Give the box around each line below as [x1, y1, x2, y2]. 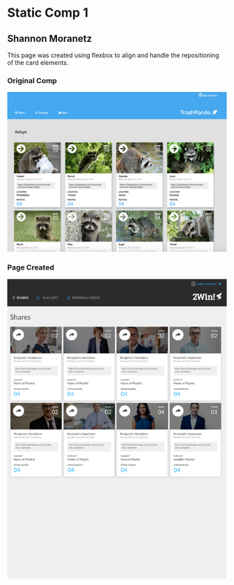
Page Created [7, 263, 54, 272]
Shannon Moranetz [7, 33, 93, 45]
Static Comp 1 [7, 5, 88, 21]
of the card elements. [7, 58, 69, 67]
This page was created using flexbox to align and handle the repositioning [7, 51, 219, 59]
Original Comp [7, 75, 57, 85]
